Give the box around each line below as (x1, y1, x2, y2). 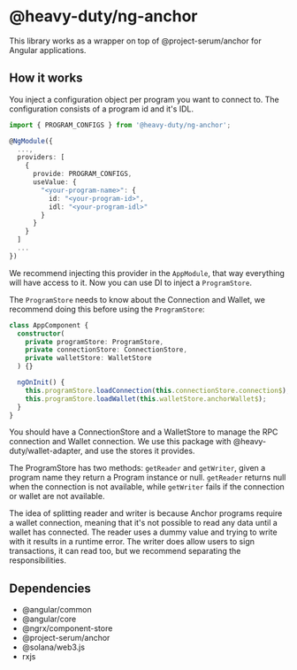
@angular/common (21, 605, 92, 615)
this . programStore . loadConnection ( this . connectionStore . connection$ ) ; (25, 386, 291, 395)
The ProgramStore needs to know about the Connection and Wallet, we (9, 294, 265, 304)
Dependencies (9, 581, 91, 596)
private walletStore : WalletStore (25, 354, 152, 363)
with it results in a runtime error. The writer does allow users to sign (9, 536, 255, 547)
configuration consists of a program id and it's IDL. (9, 104, 194, 114)
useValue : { (32, 178, 77, 187)
